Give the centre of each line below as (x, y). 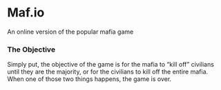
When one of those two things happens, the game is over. (89, 79)
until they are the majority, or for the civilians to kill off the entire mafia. (108, 72)
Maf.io (26, 13)
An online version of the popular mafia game (70, 32)
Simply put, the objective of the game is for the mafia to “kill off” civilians (110, 65)
